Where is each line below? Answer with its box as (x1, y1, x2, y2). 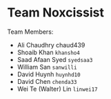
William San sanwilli (17, 63, 77, 71)
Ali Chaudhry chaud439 (17, 41, 85, 49)
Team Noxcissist (7, 5, 105, 21)
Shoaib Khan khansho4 (17, 48, 81, 56)
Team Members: (7, 27, 54, 36)
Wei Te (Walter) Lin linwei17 (17, 85, 98, 93)
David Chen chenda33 (17, 77, 77, 85)
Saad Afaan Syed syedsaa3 (17, 55, 93, 63)
